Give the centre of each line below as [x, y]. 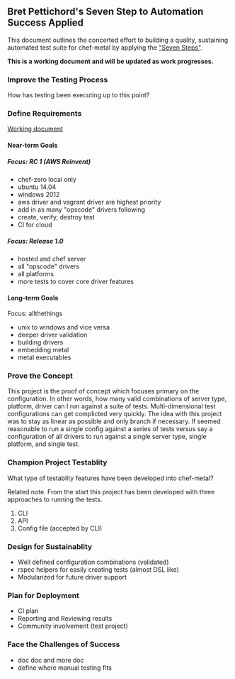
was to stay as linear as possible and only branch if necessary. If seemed [114, 421]
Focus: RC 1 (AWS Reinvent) [49, 161]
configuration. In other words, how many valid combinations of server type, [117, 399]
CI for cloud [35, 224]
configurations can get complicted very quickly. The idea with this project [115, 414]
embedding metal [43, 350]
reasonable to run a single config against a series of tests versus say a [110, 429]
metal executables [44, 357]
